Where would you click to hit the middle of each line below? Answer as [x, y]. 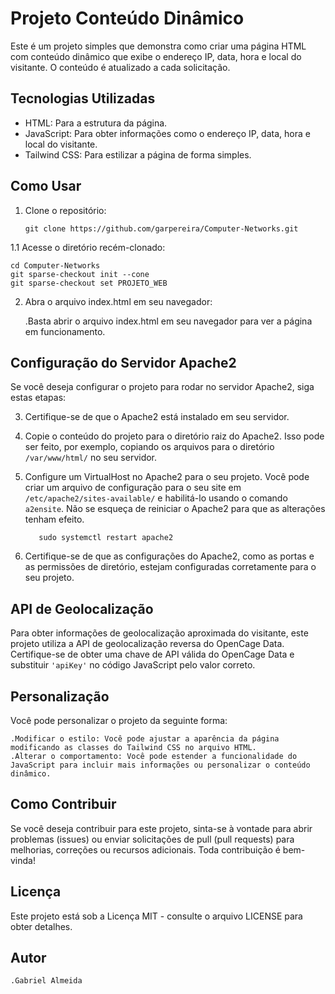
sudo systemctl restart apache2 [106, 538]
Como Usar [46, 186]
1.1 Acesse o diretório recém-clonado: [88, 247]
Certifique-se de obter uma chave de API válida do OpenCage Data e [152, 654]
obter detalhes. [41, 926]
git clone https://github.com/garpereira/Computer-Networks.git [161, 228]
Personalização [60, 696]
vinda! [23, 860]
